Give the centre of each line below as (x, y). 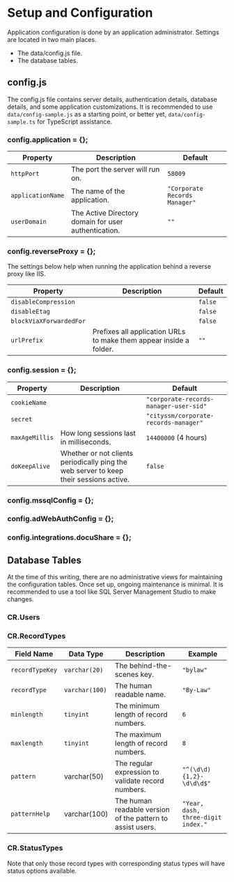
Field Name (34, 654)
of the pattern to (141, 819)
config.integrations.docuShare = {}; (69, 537)
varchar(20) (84, 670)
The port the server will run (115, 170)
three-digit (202, 817)
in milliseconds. (86, 442)
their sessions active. (95, 479)
